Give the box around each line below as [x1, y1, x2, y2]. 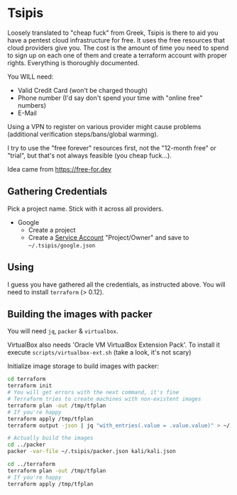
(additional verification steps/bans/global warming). [7, 130, 159, 138]
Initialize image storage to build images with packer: [7, 362, 160, 370]
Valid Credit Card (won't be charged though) [17, 86, 148, 94]
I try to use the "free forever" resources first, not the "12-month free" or [7, 143, 216, 152]
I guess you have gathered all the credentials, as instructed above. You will [7, 280, 226, 289]
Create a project [28, 226, 76, 234]
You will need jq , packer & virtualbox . [7, 327, 118, 335]
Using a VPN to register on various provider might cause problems [7, 122, 202, 130]
